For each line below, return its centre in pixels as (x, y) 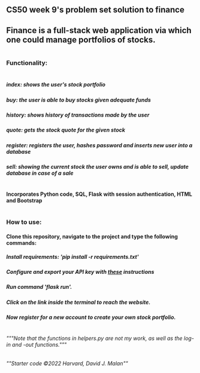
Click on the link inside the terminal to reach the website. (78, 302)
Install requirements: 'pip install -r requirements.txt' (72, 256)
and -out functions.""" (39, 345)
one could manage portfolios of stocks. (81, 39)
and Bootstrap (24, 201)
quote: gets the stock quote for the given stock (66, 130)
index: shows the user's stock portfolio (56, 85)
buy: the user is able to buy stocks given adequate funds (79, 100)
